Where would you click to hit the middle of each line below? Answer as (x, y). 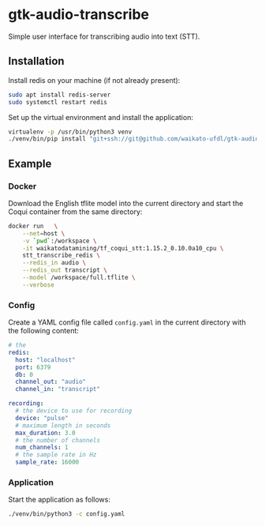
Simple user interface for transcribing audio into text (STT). (104, 36)
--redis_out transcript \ (65, 270)
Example (30, 163)
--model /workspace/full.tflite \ (79, 278)
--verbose (39, 285)
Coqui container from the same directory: (75, 212)
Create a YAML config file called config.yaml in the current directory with (127, 322)
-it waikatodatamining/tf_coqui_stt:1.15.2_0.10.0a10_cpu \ (123, 248)
